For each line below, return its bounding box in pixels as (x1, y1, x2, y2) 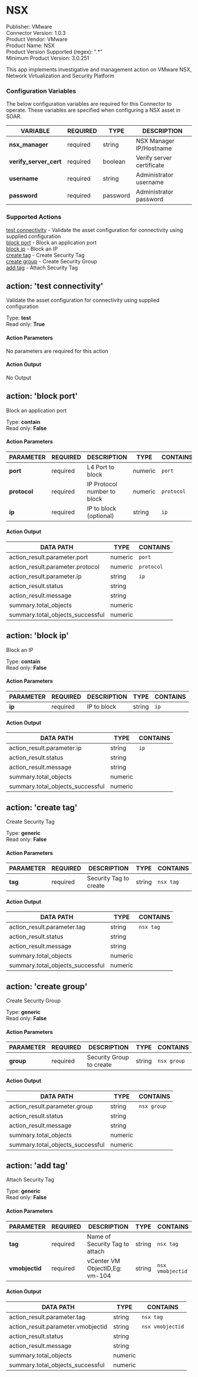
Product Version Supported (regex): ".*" (6, 48, 103, 55)
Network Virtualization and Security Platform (6, 72, 115, 79)
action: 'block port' (6, 391, 78, 402)
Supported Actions (6, 213, 62, 221)
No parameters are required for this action (6, 347, 108, 354)
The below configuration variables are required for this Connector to (6, 100, 172, 107)
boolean (103, 158, 126, 166)
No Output (6, 374, 31, 381)
